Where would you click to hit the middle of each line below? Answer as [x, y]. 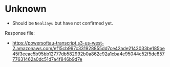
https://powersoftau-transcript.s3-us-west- [58, 43]
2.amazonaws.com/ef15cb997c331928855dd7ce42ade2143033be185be [88, 48]
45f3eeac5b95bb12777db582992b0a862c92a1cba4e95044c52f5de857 [88, 54]
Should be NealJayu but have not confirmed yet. [62, 23]
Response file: [20, 33]
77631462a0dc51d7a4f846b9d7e [47, 59]
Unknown [26, 9]
